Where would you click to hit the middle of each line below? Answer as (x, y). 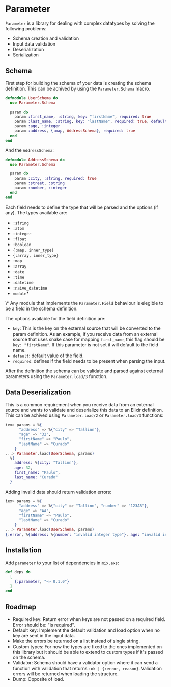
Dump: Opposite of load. (38, 679)
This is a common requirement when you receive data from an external (79, 405)
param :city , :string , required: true (55, 179)
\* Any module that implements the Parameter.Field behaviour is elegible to (84, 303)
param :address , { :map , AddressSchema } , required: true (75, 131)
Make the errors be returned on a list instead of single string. (76, 641)
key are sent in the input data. (44, 635)
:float (20, 239)
